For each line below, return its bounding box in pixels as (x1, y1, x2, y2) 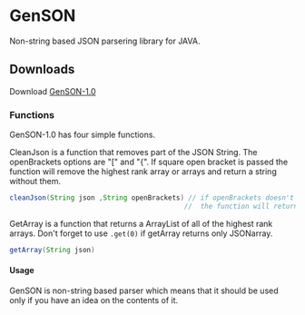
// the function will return (183, 202, 299, 211)
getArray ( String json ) (9, 245, 95, 254)
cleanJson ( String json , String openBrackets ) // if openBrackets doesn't (9, 193, 295, 202)
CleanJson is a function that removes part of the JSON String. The (9, 147, 258, 158)
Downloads (9, 62, 75, 77)
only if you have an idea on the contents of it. (9, 294, 179, 305)
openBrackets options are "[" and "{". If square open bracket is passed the (9, 156, 289, 168)
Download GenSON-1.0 (9, 85, 97, 96)
